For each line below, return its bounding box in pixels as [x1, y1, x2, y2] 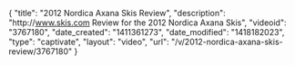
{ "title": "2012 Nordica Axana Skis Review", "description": [8, 8, 227, 18]
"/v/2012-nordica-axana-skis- [170, 36, 283, 47]
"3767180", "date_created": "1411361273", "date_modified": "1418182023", [8, 27, 285, 37]
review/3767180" [8, 46, 73, 57]
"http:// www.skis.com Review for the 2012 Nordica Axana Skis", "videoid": [8, 17, 287, 28]
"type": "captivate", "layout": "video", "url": [8, 36, 169, 47]
